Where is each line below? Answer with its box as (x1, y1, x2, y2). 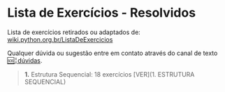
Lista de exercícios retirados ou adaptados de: (7, 28, 141, 36)
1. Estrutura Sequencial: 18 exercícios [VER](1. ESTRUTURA (24, 70, 195, 78)
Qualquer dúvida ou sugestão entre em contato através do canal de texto (7, 49, 218, 57)
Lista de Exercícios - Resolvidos (7, 5, 196, 21)
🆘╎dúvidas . (7, 56, 43, 64)
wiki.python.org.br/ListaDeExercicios (7, 35, 113, 43)
